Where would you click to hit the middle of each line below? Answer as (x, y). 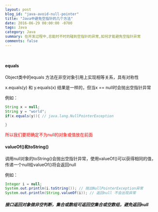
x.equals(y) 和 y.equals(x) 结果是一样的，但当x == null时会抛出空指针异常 (78, 87)
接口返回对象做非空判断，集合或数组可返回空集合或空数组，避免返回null (77, 204)
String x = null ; (23, 107)
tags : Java (16, 28)
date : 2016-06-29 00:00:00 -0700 (39, 23)
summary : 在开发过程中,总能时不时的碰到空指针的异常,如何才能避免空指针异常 (73, 37)
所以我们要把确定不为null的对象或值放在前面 (49, 135)
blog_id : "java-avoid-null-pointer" (42, 14)
